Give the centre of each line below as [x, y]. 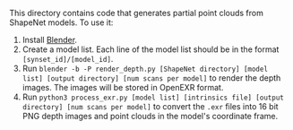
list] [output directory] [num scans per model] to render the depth [151, 78]
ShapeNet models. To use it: [61, 22]
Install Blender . [50, 40]
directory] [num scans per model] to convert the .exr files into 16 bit [151, 106]
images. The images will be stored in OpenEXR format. [123, 87]
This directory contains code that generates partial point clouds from [137, 13]
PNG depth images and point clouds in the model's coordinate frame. [150, 116]
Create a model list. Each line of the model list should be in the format [151, 49]
